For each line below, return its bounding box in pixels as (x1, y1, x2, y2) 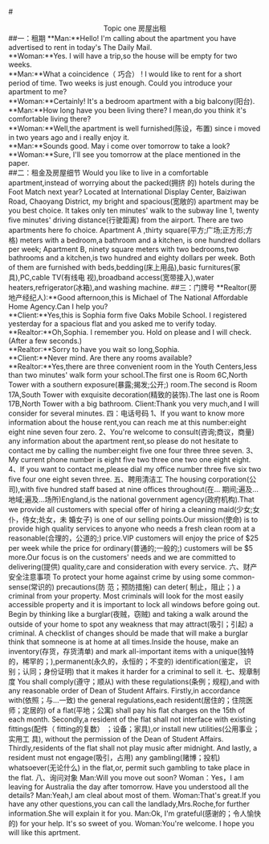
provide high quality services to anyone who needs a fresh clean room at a (8, 523, 255, 533)
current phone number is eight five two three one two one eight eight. (20, 455, 251, 464)
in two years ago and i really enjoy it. (8, 133, 130, 142)
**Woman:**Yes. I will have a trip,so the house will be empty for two (8, 52, 238, 60)
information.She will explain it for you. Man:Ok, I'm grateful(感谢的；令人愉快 (8, 809, 262, 818)
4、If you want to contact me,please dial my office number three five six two (8, 465, 262, 474)
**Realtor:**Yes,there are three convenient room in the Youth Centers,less (8, 362, 258, 371)
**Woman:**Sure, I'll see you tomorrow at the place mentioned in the (8, 150, 241, 159)
